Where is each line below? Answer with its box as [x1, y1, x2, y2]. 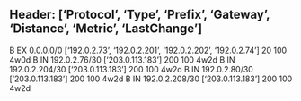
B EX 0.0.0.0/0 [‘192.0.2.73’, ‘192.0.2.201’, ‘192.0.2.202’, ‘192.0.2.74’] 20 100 [9, 45, 288, 55]
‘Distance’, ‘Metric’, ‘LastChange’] [9, 21, 203, 37]
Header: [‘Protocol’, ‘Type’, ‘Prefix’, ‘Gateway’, [9, 7, 270, 22]
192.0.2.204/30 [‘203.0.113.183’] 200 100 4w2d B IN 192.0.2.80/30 [9, 63, 253, 74]
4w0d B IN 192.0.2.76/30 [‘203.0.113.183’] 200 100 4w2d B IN [9, 54, 235, 65]
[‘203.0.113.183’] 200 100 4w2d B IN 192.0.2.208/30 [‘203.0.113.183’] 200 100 [9, 73, 293, 84]
